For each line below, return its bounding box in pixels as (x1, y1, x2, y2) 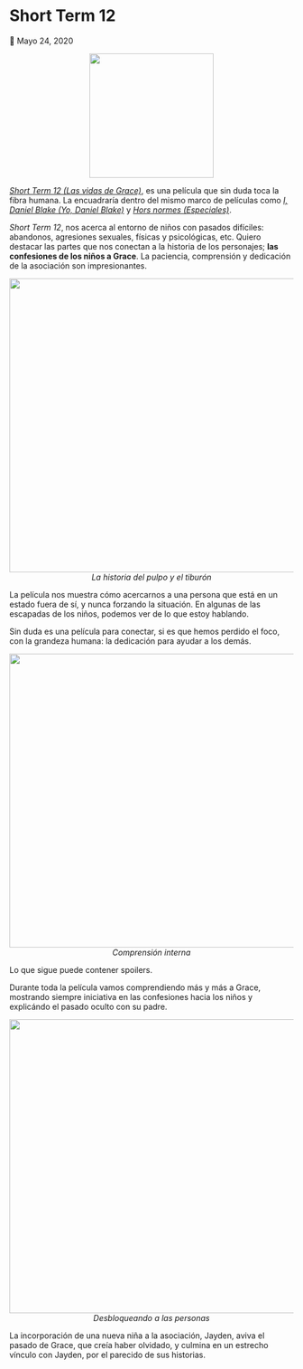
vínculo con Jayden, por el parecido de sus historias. (9, 1349, 206, 1360)
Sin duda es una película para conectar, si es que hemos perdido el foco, (9, 626, 280, 637)
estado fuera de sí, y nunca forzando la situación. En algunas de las (9, 599, 262, 609)
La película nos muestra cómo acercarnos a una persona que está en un (9, 589, 278, 600)
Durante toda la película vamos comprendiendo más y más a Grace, (9, 982, 262, 993)
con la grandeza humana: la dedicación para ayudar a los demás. (9, 635, 252, 647)
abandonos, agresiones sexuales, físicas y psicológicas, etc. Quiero (9, 231, 262, 242)
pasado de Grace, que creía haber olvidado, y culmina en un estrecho (9, 1339, 269, 1350)
